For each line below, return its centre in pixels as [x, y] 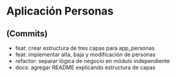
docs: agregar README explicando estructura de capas [85, 67]
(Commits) [27, 34]
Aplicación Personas [60, 11]
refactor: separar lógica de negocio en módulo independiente [92, 61]
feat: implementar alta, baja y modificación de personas [85, 55]
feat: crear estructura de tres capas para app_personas [85, 48]
